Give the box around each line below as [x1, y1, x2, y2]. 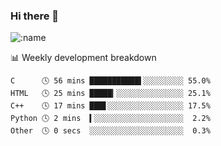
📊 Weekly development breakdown [10, 52, 157, 64]
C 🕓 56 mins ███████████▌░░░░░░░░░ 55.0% [10, 76, 211, 86]
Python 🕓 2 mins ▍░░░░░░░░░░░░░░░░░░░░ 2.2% [10, 114, 211, 124]
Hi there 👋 [10, 9, 60, 23]
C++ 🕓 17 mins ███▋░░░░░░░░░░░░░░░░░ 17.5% [10, 101, 211, 111]
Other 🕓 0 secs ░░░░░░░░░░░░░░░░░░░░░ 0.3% [10, 126, 211, 136]
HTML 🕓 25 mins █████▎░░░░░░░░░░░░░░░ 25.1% [10, 89, 211, 99]
